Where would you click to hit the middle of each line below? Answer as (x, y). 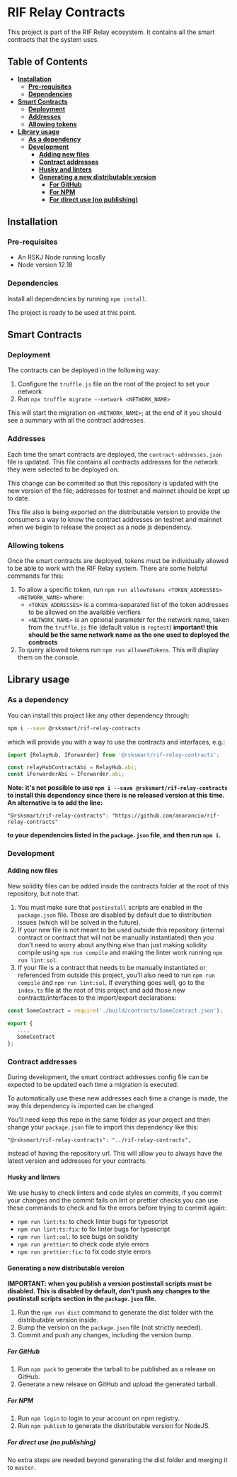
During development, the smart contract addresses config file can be (108, 1077)
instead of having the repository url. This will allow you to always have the (115, 1153)
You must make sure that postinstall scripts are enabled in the (110, 908)
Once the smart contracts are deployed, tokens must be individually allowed (118, 561)
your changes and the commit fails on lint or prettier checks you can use (113, 1200)
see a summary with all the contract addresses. (76, 420)
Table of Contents (48, 62)
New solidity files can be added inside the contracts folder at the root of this (118, 886)
